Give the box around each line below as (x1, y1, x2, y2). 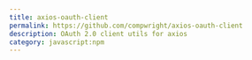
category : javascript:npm (9, 37, 104, 47)
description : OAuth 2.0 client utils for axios (9, 29, 188, 38)
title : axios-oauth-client (9, 12, 109, 22)
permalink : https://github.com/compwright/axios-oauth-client (9, 21, 243, 30)
